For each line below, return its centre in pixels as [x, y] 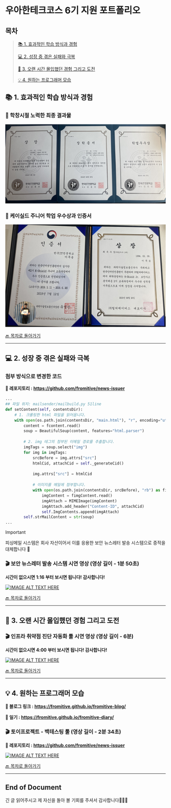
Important [16, 532]
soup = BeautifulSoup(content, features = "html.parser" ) [84, 431]
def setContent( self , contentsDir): [44, 409]
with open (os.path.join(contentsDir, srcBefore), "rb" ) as [96, 491]
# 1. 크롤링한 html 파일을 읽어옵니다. [50, 415]
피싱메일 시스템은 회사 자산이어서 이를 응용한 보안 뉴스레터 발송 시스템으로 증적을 [85, 543]
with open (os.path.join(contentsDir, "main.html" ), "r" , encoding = [87, 420]
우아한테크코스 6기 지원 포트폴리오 [73, 10]
